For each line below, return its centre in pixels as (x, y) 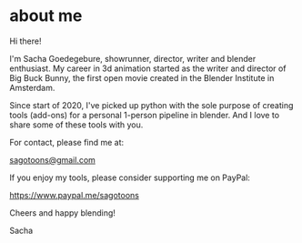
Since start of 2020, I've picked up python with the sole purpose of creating (151, 105)
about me (46, 16)
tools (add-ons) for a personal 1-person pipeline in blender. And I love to (145, 115)
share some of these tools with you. (76, 125)
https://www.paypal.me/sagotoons (74, 195)
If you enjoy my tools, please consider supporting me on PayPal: (130, 177)
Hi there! (25, 41)
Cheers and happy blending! (63, 213)
